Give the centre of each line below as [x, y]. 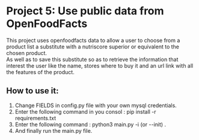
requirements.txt [35, 118]
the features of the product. [41, 72]
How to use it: [32, 91]
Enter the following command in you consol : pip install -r [85, 111]
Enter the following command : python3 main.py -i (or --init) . [90, 124]
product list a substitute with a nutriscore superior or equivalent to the [93, 47]
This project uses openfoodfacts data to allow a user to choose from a [93, 40]
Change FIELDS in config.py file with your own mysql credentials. [96, 105]
